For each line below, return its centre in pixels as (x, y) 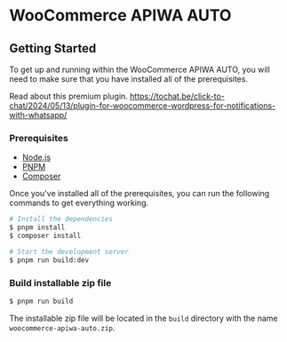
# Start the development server (69, 251)
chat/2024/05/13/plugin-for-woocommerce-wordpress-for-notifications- (143, 106)
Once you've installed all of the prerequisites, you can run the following (140, 194)
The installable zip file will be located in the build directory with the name (143, 318)
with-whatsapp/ (38, 115)
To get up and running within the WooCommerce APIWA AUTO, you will (140, 69)
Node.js (36, 157)
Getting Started (53, 48)
